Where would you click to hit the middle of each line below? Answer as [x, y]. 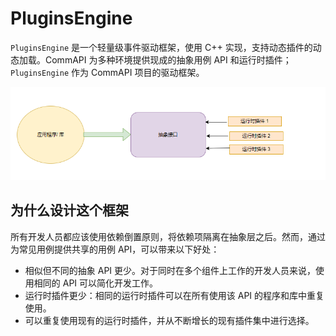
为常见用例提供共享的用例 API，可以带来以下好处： [115, 249]
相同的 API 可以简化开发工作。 [96, 283]
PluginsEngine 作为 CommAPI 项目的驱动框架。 [107, 72]
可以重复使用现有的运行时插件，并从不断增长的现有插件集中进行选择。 [169, 320]
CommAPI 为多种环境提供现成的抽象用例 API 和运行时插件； [168, 59]
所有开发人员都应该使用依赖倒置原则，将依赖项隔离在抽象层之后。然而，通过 [168, 236]
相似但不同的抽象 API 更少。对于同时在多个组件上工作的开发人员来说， [170, 270]
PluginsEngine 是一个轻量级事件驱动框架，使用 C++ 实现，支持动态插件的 [161, 47]
